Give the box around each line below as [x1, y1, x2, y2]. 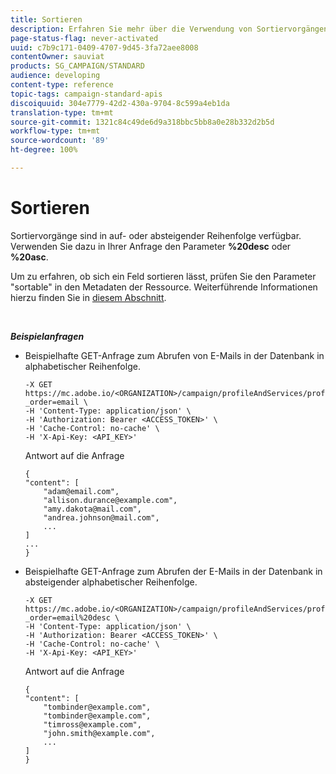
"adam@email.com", [43, 486, 120, 496]
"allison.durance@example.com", [43, 495, 178, 505]
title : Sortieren [10, 14, 83, 25]
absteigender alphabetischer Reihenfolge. [24, 576, 198, 588]
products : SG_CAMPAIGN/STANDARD [10, 61, 145, 71]
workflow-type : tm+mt [10, 126, 101, 136]
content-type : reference [10, 80, 114, 90]
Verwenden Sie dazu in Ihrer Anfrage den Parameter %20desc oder [10, 240, 292, 252]
